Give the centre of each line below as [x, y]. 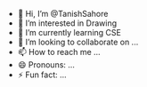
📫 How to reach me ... [59, 52]
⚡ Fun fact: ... [42, 75]
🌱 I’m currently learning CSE [69, 32]
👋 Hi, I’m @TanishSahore [63, 14]
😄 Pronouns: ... [46, 65]
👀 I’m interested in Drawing [67, 23]
